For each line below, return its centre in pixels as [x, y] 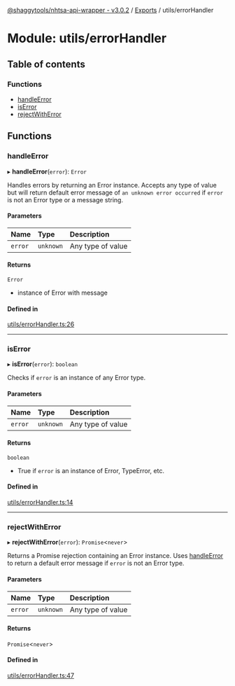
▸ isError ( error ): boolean [43, 364]
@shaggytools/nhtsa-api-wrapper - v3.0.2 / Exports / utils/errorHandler [111, 10]
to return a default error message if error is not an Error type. [96, 563]
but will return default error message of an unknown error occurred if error [115, 192]
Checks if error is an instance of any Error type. [76, 378]
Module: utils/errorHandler [87, 38]
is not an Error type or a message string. [65, 199]
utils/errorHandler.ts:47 [41, 675]
